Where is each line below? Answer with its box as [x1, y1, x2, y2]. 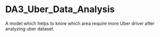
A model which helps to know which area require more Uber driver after [5, 20, 155, 26]
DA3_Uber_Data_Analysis [5, 4, 115, 15]
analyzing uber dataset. [5, 25, 55, 31]
